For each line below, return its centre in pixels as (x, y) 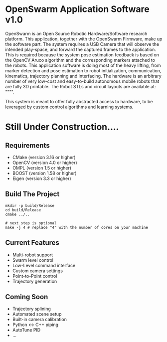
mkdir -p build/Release (30, 205)
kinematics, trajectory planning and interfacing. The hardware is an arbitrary (83, 76)
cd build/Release (23, 210)
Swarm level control (33, 260)
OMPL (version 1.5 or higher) (42, 168)
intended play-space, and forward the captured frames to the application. (81, 49)
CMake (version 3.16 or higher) (44, 157)
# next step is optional (31, 223)
